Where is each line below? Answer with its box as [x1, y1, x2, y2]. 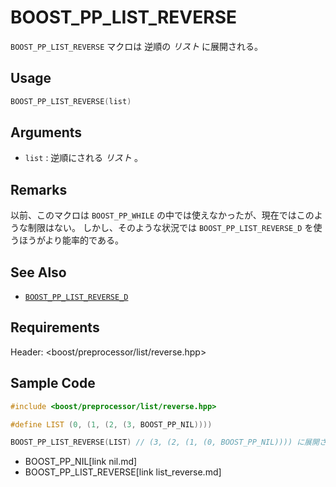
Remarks [10, 181, 68, 198]
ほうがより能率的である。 [18, 234, 124, 246]
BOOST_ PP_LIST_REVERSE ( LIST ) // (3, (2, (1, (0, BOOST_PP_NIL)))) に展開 [10, 437, 320, 448]
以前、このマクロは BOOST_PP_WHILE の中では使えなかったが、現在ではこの [10, 209, 315, 221]
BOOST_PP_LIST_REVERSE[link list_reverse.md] [24, 466, 222, 478]
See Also [10, 264, 67, 281]
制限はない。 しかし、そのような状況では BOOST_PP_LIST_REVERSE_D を [27, 222, 314, 234]
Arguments [10, 124, 83, 141]
